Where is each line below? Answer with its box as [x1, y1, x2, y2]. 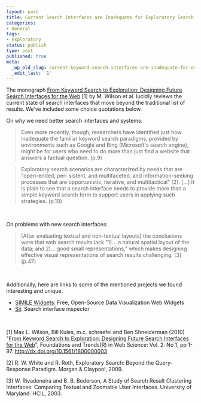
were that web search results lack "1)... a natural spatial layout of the [20, 239, 190, 246]
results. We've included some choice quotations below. [6, 105, 142, 113]
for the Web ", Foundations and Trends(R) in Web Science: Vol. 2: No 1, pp [6, 341, 187, 349]
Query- [155, 359, 173, 366]
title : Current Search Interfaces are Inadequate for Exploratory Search [6, 14, 194, 20]
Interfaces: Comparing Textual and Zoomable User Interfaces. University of [6, 384, 192, 391]
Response [6, 366, 31, 373]
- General [6, 25, 31, 32]
